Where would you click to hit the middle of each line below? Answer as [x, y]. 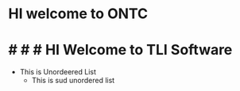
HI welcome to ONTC [78, 14]
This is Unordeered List [58, 72]
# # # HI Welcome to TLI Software [120, 50]
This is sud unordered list [73, 81]
